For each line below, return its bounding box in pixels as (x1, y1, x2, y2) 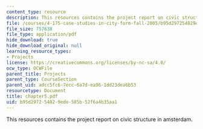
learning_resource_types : (6, 48, 71, 55)
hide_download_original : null (6, 43, 83, 49)
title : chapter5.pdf (6, 93, 59, 99)
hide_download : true (6, 37, 59, 43)
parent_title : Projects (6, 71, 66, 77)
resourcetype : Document (6, 88, 66, 94)
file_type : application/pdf (6, 31, 77, 38)
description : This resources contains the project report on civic (6, 15, 180, 21)
